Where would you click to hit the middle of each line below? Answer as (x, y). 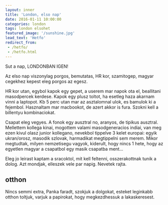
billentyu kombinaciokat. (31, 112)
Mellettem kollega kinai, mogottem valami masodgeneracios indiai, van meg (83, 127)
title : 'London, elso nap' (33, 15)
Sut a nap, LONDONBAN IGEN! (37, 66)
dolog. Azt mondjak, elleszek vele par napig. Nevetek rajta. (66, 164)
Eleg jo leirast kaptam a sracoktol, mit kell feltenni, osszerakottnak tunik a (81, 158)
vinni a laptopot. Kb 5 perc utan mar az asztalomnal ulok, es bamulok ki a (81, 101)
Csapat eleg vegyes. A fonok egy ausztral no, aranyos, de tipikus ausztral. (82, 122)
